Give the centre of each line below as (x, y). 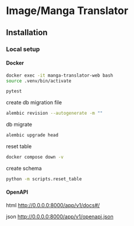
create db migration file (34, 102)
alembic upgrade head (32, 135)
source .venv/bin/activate (39, 81)
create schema (24, 168)
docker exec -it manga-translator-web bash (60, 75)
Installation (27, 32)
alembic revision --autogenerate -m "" (54, 113)
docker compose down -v (35, 157)
